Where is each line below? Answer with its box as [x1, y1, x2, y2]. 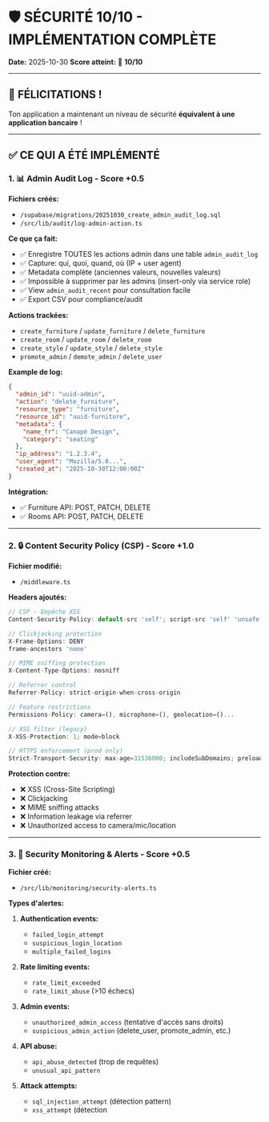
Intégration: [8, 486, 49, 496]
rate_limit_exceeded [31, 978, 101, 987]
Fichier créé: [8, 867, 52, 876]
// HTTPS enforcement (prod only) [8, 747, 124, 755]
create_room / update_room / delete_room [19, 335, 152, 344]
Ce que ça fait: [8, 234, 58, 243]
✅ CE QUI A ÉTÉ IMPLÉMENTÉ [8, 148, 160, 162]
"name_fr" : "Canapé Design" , [22, 428, 120, 436]
